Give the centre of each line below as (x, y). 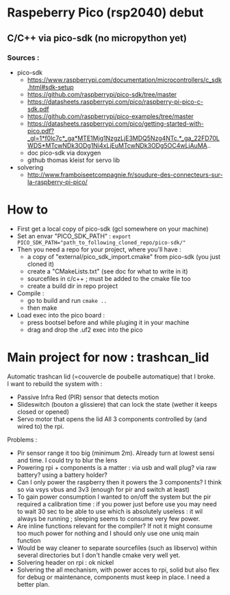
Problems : (22, 439)
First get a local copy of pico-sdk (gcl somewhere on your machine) (113, 229)
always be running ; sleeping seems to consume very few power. (108, 518)
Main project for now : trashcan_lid (108, 357)
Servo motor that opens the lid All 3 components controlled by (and (112, 419)
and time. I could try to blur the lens (67, 460)
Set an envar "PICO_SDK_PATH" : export (74, 236)
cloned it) (41, 264)
